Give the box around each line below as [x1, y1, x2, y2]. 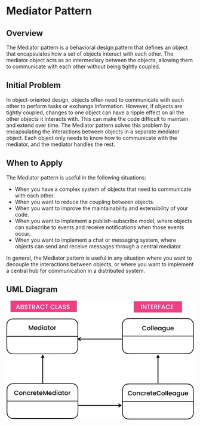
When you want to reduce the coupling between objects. [14, 198, 155, 205]
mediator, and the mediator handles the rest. [6, 141, 115, 148]
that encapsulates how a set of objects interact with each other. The [6, 50, 174, 57]
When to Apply [6, 158, 63, 168]
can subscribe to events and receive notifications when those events [14, 223, 184, 231]
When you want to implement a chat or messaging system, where [14, 236, 176, 244]
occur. [14, 230, 31, 237]
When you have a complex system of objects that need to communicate [14, 185, 192, 193]
